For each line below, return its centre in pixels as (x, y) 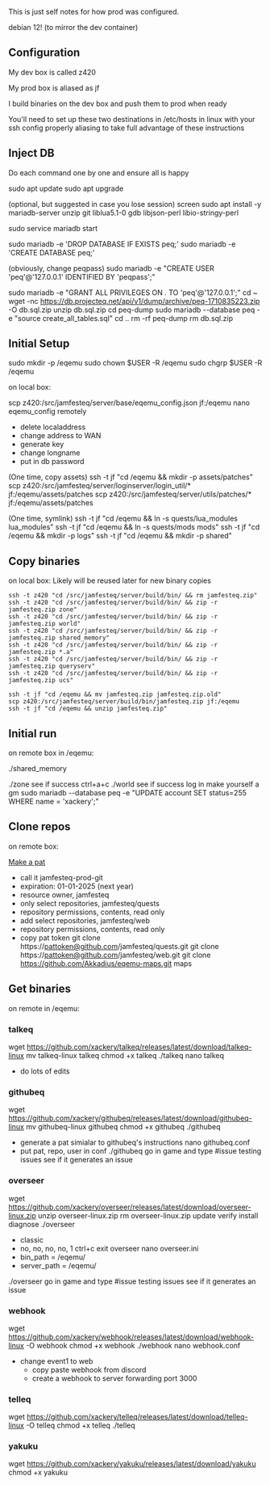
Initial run (33, 734)
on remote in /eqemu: (44, 1008)
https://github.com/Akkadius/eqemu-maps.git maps (106, 963)
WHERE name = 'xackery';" (54, 802)
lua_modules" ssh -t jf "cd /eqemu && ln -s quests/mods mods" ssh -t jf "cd (134, 527)
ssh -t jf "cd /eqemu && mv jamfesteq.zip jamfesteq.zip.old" (115, 694)
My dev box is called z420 (52, 72)
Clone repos (39, 827)
